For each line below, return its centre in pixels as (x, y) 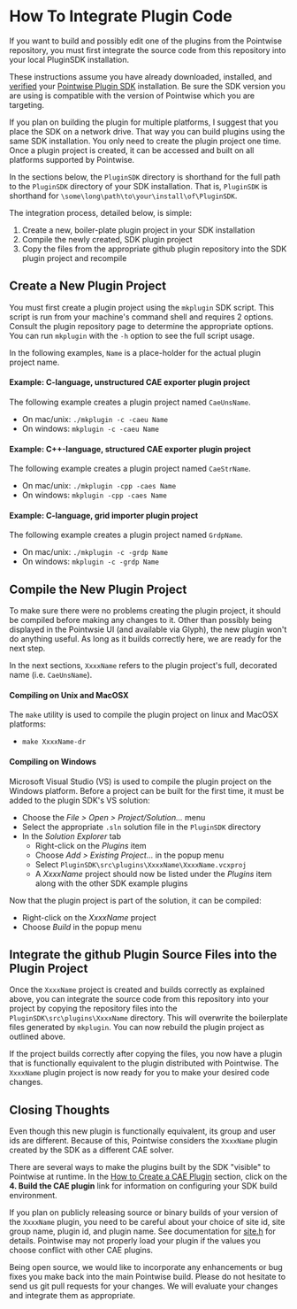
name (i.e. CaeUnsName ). (51, 675)
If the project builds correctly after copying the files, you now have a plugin (146, 1054)
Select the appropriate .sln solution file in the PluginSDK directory (141, 827)
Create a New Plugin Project (88, 286)
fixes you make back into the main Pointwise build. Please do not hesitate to (147, 1277)
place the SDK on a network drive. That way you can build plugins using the (147, 131)
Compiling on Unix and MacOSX (69, 695)
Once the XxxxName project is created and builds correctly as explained (137, 989)
